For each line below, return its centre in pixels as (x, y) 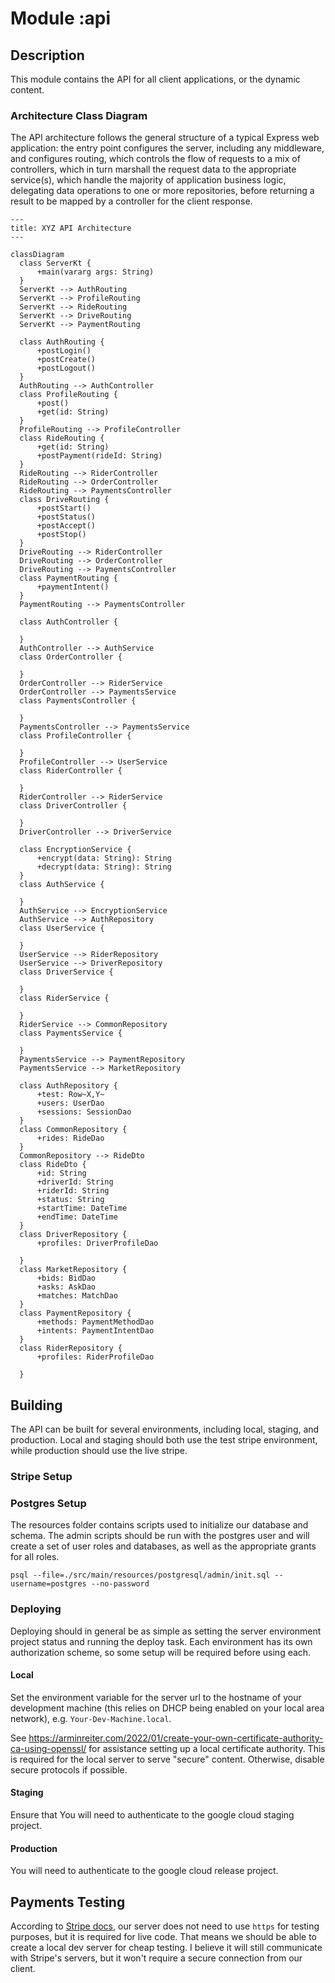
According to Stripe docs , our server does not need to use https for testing (165, 1926)
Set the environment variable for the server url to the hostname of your (156, 1697)
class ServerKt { (55, 263)
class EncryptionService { (75, 850)
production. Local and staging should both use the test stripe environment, (164, 1440)
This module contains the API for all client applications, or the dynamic (155, 79)
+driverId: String (75, 1182)
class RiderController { (71, 771)
